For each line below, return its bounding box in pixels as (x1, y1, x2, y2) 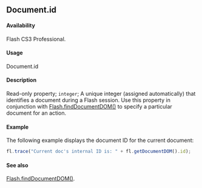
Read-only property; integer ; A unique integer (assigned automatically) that (6, 90, 196, 97)
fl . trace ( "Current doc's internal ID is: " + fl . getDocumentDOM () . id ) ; (6, 149, 191, 155)
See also (6, 161, 29, 169)
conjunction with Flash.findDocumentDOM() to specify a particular (6, 103, 173, 110)
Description (6, 76, 37, 84)
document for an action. (6, 109, 67, 116)
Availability (6, 21, 35, 29)
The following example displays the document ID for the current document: (6, 136, 194, 144)
